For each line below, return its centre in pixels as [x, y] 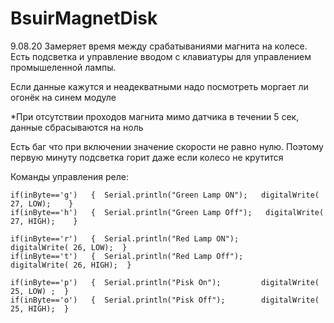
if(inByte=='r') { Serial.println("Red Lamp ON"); [125, 238]
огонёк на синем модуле [63, 97]
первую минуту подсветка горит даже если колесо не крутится [147, 157]
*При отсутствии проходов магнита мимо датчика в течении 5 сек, [155, 116]
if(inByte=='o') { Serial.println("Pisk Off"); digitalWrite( [165, 300]
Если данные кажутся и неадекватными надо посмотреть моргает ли [159, 86]
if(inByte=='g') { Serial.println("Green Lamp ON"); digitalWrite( [165, 195]
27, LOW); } [42, 203]
